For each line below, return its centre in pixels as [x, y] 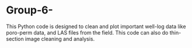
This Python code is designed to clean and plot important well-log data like [96, 26]
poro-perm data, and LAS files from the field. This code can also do [87, 32]
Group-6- [30, 10]
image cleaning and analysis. [60, 39]
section [15, 39]
